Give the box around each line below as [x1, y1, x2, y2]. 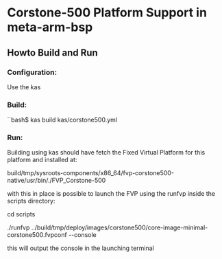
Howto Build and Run [7, 47, 98, 58]
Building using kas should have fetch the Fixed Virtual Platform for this [7, 148, 206, 157]
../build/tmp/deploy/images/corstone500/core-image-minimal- [31, 223, 208, 232]
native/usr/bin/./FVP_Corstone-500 [7, 177, 106, 185]
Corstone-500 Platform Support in [7, 5, 208, 21]
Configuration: [7, 67, 57, 77]
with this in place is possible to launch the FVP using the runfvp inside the [7, 190, 216, 198]
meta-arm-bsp [7, 19, 93, 35]
